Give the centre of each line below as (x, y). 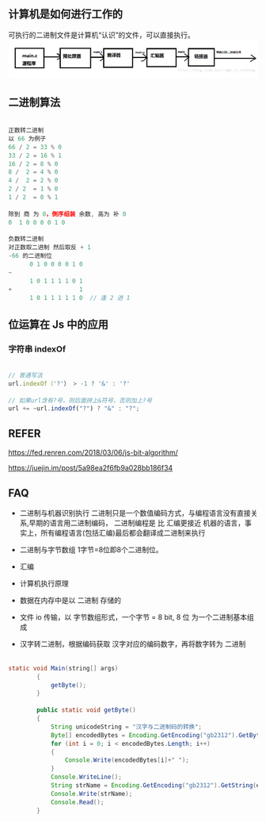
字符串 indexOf (37, 349)
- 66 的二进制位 (30, 256)
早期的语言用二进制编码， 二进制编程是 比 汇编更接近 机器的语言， (137, 523)
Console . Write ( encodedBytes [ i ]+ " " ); (127, 760)
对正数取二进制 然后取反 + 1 (49, 248)
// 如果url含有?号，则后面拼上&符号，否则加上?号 (80, 400)
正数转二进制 (26, 131)
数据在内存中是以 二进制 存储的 (70, 600)
